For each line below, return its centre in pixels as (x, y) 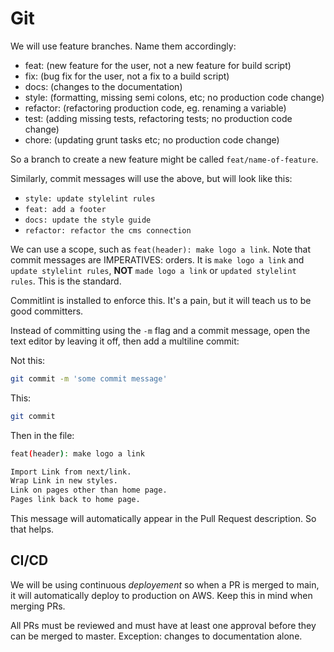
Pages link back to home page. (75, 500)
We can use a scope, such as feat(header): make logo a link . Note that (161, 249)
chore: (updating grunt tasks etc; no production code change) (152, 139)
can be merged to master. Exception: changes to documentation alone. (156, 636)
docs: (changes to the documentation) (103, 86)
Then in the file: (42, 435)
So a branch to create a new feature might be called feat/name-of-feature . (164, 159)
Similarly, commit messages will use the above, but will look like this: (151, 178)
